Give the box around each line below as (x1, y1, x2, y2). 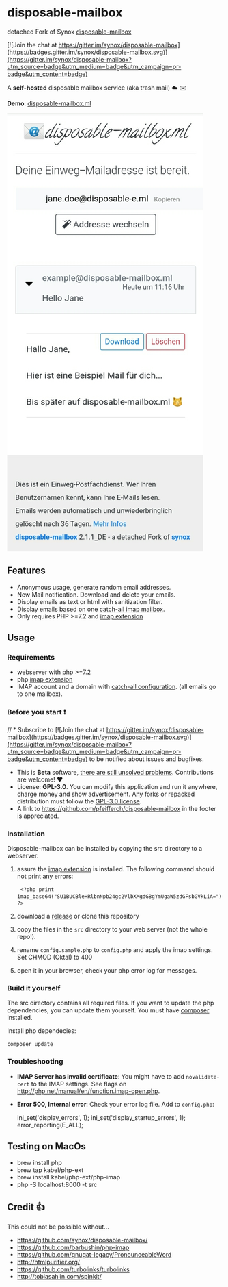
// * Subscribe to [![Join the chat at (7, 725, 105, 734)
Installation (7, 829, 46, 838)
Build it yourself (7, 983, 61, 992)
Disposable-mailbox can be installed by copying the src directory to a (7, 845, 203, 853)
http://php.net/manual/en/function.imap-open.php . (16, 1087, 160, 1095)
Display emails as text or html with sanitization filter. (16, 597, 163, 605)
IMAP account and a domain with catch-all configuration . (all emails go (16, 683, 216, 691)
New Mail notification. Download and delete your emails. (16, 590, 176, 599)
